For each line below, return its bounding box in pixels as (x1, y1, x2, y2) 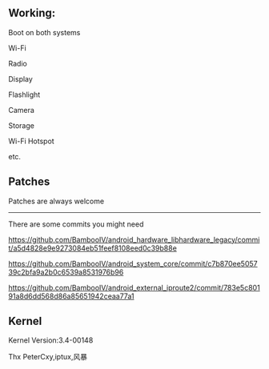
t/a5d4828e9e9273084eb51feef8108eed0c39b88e (8, 243, 178, 253)
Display (8, 74, 34, 83)
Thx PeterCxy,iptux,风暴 (8, 352, 88, 362)
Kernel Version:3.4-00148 (8, 335, 94, 345)
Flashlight (8, 90, 41, 99)
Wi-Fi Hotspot (8, 136, 54, 146)
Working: (8, 6, 56, 20)
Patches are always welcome (8, 196, 105, 206)
